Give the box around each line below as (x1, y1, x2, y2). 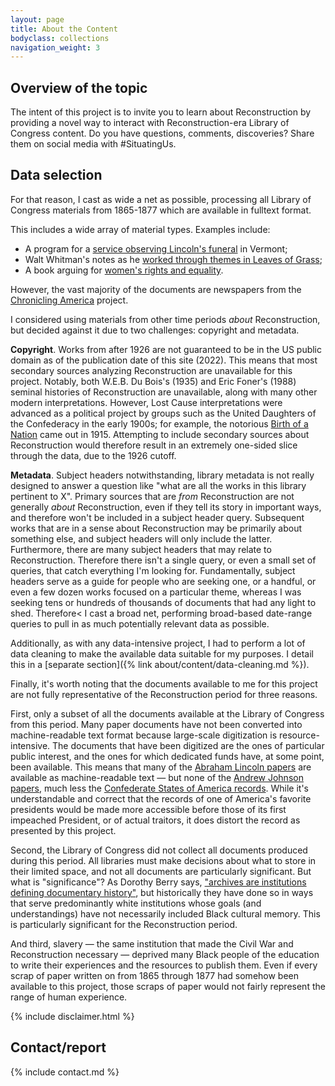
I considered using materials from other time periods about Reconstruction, (10, 313, 321, 325)
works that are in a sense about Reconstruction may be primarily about (10, 522, 303, 534)
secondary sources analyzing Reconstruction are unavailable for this (10, 364, 293, 376)
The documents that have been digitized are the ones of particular (52, 739, 325, 751)
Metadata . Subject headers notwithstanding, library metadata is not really (10, 469, 315, 481)
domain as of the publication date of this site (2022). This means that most (10, 354, 318, 366)
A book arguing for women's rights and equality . (24, 264, 224, 276)
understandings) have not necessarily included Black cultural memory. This (10, 907, 321, 920)
